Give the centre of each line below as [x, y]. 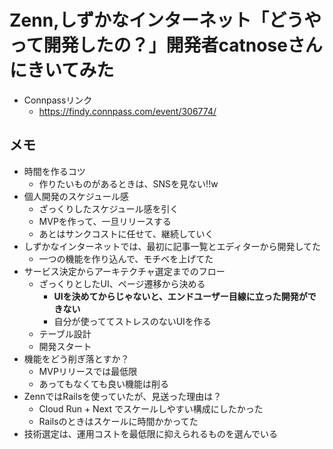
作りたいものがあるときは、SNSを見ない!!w [128, 183]
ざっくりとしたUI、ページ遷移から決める [122, 283]
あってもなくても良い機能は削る [104, 383]
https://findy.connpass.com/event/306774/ [127, 111]
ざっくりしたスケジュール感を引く [108, 208]
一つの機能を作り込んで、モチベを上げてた [126, 258]
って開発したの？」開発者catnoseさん [166, 45]
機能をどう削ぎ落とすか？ [76, 358]
